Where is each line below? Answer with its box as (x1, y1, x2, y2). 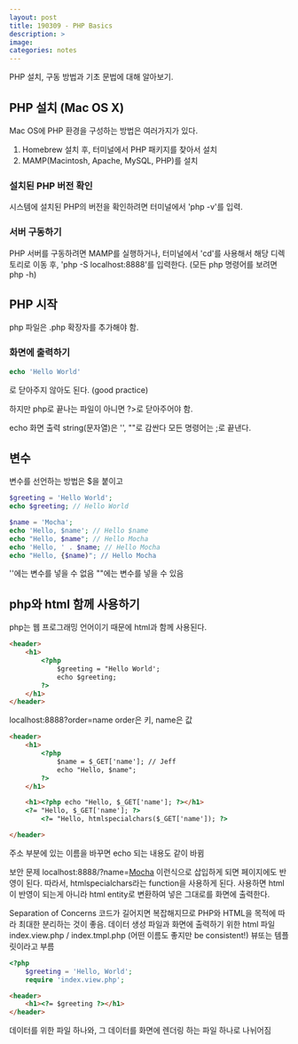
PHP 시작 (9, 297, 58, 312)
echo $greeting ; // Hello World (9, 502, 129, 511)
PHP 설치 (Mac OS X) (9, 100, 124, 116)
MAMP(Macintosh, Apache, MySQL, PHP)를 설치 (21, 155, 199, 165)
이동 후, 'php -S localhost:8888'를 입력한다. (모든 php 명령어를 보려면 (32, 259, 278, 269)
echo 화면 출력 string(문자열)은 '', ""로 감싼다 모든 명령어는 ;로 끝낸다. (9, 422, 251, 433)
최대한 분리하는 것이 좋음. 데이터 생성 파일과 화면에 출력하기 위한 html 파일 (18, 919, 276, 929)
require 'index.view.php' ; (25, 975, 125, 984)
